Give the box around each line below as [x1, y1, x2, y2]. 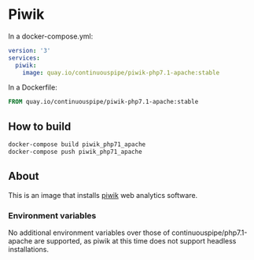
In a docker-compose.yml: [8, 31, 94, 41]
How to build [8, 119, 72, 133]
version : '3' [8, 46, 51, 54]
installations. [8, 244, 50, 254]
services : [8, 53, 41, 62]
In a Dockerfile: [8, 82, 57, 92]
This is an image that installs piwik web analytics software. [8, 190, 198, 200]
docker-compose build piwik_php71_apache [8, 141, 146, 148]
